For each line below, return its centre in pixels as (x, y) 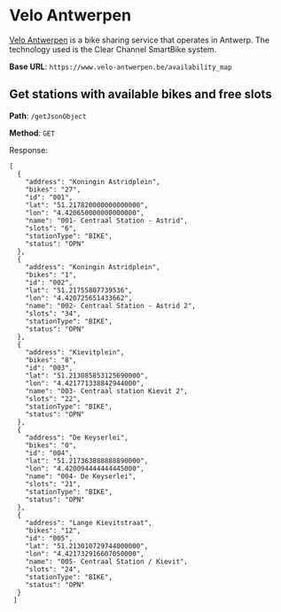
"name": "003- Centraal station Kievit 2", (107, 391)
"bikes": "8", (51, 360)
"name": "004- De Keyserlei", (81, 476)
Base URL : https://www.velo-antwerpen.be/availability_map (121, 66)
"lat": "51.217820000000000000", (87, 205)
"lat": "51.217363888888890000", (87, 461)
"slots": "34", (53, 314)
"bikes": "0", (51, 445)
